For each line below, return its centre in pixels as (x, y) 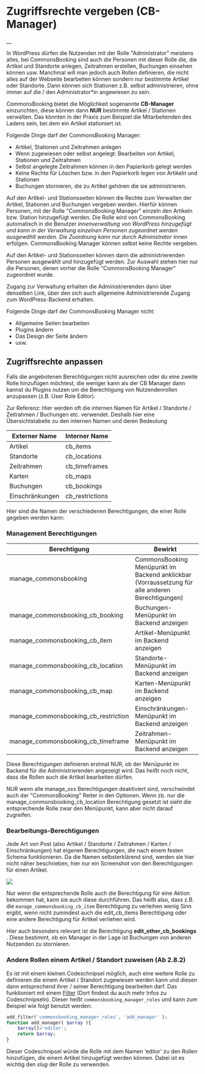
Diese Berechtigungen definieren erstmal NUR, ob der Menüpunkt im (93, 764)
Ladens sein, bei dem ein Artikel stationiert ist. (64, 123)
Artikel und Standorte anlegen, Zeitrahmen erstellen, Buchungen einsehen (99, 66)
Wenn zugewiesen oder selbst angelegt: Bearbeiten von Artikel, (95, 153)
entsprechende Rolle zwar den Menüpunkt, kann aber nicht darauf (90, 809)
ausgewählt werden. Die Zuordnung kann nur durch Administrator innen (97, 237)
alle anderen (153, 590)
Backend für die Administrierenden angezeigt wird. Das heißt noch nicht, (98, 771)
